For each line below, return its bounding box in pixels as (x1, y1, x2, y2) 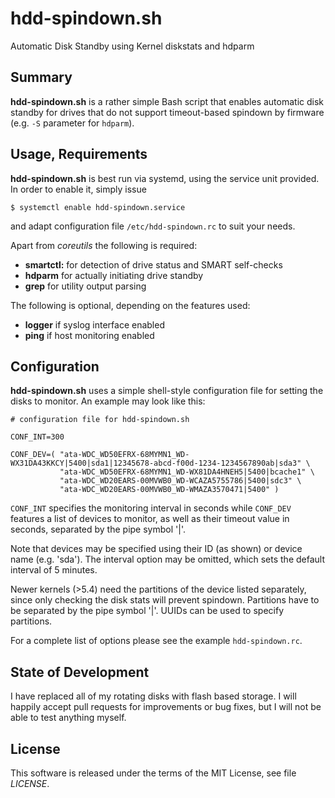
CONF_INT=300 (10, 432, 65, 442)
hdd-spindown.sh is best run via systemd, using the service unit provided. (10, 172, 320, 184)
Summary (10, 69, 73, 86)
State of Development (10, 663, 150, 681)
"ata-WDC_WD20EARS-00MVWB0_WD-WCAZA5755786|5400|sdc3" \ (59, 476, 302, 486)
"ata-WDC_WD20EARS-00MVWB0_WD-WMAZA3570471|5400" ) (59, 485, 280, 495)
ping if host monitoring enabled (24, 329, 155, 341)
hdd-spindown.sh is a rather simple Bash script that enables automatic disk (10, 95, 325, 107)
